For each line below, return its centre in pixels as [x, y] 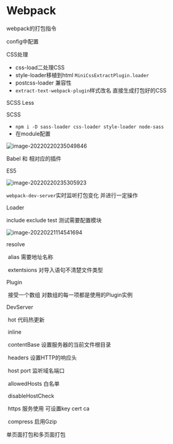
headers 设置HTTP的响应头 [42, 357]
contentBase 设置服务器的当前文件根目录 [60, 344]
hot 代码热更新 [26, 320]
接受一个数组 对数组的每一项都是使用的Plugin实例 [70, 295]
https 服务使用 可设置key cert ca [49, 408]
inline [14, 332]
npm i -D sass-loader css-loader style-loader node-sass [90, 127]
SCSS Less [20, 102]
